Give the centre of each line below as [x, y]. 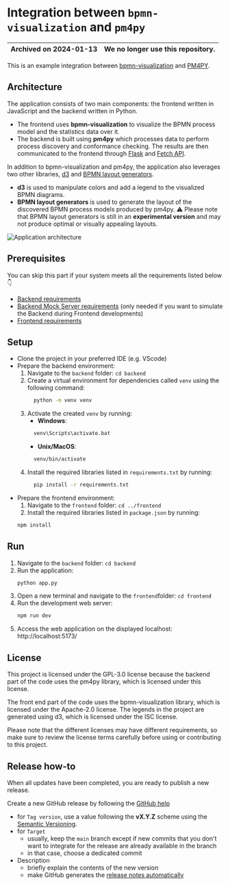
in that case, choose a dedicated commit [85, 853]
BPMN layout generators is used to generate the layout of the [104, 202]
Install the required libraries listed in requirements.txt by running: [119, 472]
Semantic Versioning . [47, 824]
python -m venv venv [63, 400]
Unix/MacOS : [57, 447]
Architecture [35, 87]
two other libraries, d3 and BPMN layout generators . [80, 174]
